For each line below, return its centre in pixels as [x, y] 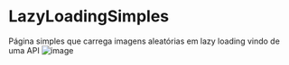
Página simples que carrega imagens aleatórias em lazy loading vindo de [144, 41]
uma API [24, 50]
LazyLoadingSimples [89, 16]
